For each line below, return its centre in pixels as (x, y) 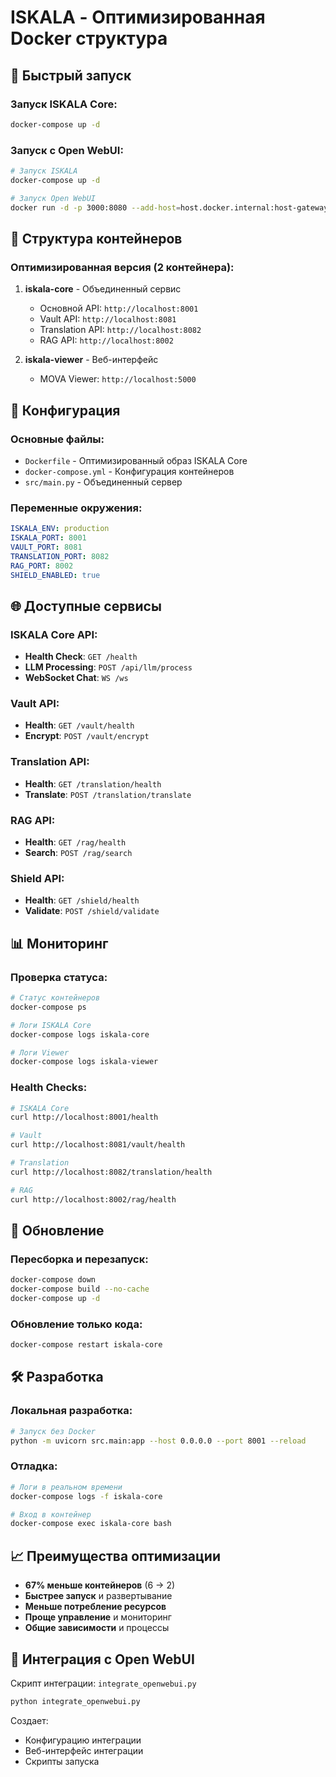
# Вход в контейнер (51, 1514)
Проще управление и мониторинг (98, 1617)
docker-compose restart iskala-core (86, 1345)
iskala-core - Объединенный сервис (103, 289)
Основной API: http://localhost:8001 (119, 308)
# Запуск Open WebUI (53, 198)
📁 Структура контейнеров (96, 238)
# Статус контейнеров (55, 998)
